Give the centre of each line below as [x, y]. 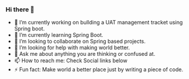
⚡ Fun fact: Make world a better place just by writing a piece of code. [99, 69]
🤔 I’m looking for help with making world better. [72, 48]
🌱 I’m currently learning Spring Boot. [59, 35]
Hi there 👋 [20, 10]
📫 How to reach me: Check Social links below [71, 61]
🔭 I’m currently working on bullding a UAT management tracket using [98, 23]
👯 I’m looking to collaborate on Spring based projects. [80, 42]
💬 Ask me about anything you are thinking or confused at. [85, 54]
